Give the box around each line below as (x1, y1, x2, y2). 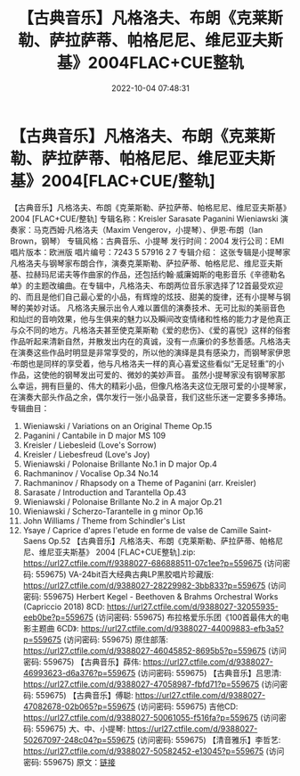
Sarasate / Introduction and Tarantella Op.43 (22, 487, 187, 498)
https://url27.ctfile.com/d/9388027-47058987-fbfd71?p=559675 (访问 (22, 679, 280, 689)
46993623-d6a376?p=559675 (22, 667, 136, 678)
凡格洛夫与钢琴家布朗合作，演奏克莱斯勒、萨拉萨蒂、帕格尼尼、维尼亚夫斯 (10, 258, 283, 268)
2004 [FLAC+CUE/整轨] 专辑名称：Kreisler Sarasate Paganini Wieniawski (10, 213, 279, 224)
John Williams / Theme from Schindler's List (22, 515, 186, 526)
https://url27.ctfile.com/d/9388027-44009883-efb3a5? (80, 623, 284, 633)
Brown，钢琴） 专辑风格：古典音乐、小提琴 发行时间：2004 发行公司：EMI (10, 235, 284, 246)
